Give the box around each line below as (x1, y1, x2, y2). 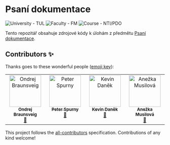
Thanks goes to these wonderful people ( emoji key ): (5, 63, 114, 69)
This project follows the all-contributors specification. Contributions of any (5, 129, 161, 135)
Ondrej (18, 106, 32, 112)
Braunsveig (13, 111, 37, 117)
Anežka (137, 106, 153, 112)
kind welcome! (5, 135, 36, 141)
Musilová (135, 111, 154, 117)
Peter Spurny (51, 106, 79, 112)
